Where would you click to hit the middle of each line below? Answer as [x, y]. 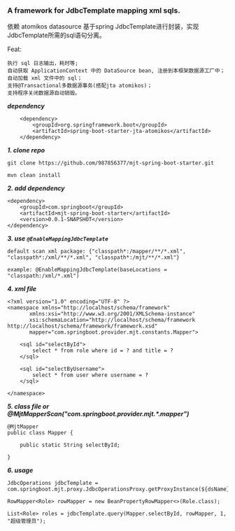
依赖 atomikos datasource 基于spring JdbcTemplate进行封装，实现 [103, 27]
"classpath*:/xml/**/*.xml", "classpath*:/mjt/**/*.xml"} [93, 257]
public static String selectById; [70, 445]
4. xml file [22, 289]
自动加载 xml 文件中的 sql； [45, 78]
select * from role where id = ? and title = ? [103, 351]
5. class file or [28, 406]
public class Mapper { [40, 433]
